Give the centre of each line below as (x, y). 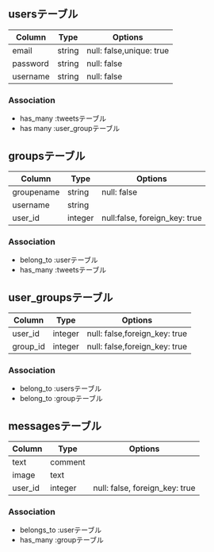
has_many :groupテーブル (62, 540)
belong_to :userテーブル (59, 260)
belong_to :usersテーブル (61, 388)
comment (68, 462)
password (31, 64)
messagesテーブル (55, 426)
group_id (29, 346)
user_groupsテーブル (61, 297)
